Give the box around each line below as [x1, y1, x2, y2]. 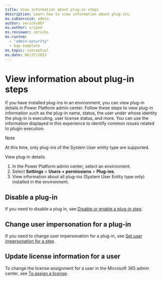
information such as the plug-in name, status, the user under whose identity [5, 110, 157, 116]
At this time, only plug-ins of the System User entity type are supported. [5, 145, 150, 150]
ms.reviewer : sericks [5, 30, 49, 35]
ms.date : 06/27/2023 [5, 52, 47, 57]
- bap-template [9, 43, 40, 48]
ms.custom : [5, 35, 27, 39]
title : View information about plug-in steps [5, 7, 99, 12]
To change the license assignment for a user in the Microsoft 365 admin [5, 265, 149, 271]
